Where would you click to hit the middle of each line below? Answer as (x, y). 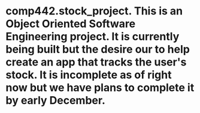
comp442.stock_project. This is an (94, 11)
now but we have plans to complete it (100, 88)
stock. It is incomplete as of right (89, 75)
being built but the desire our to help (98, 50)
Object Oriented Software (71, 24)
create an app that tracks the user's (96, 62)
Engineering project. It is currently (93, 37)
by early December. (55, 101)
